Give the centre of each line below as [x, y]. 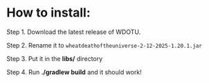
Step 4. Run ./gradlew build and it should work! [74, 72]
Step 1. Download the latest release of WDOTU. [74, 32]
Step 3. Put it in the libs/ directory [55, 58]
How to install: [48, 13]
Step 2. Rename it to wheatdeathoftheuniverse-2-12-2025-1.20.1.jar [104, 45]
